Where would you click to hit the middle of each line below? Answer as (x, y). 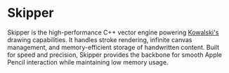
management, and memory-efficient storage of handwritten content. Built (113, 47)
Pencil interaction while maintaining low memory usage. (88, 62)
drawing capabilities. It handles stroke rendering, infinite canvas (100, 39)
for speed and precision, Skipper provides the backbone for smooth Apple (115, 55)
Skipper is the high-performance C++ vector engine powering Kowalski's (113, 32)
